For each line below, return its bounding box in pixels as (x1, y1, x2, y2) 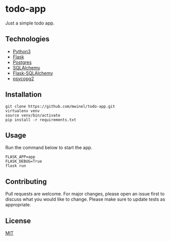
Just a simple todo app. (5, 20, 55, 26)
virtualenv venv (5, 108, 40, 113)
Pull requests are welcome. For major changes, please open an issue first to (5, 191, 165, 197)
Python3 (12, 48, 31, 54)
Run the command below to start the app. (5, 144, 93, 151)
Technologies (5, 35, 50, 43)
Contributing (5, 177, 47, 186)
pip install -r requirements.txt (5, 117, 77, 123)
